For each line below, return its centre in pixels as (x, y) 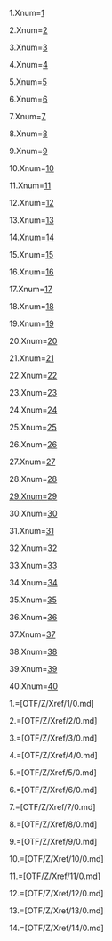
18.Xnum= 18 (32, 306)
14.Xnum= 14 (32, 237)
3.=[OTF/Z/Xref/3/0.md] (53, 738)
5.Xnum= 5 (28, 82)
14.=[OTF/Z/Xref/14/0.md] (56, 928)
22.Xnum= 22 (33, 375)
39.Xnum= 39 (33, 669)
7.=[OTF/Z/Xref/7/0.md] (52, 807)
